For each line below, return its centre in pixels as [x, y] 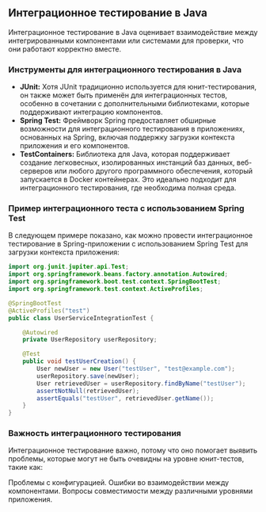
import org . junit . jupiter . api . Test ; [68, 267]
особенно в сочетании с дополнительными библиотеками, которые [135, 104]
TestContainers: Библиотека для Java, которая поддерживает [125, 155]
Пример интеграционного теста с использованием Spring [126, 208]
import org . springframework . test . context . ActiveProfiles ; [106, 289]
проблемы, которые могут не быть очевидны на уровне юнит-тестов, [126, 459]
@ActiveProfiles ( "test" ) [49, 311]
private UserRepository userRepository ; [90, 340]
